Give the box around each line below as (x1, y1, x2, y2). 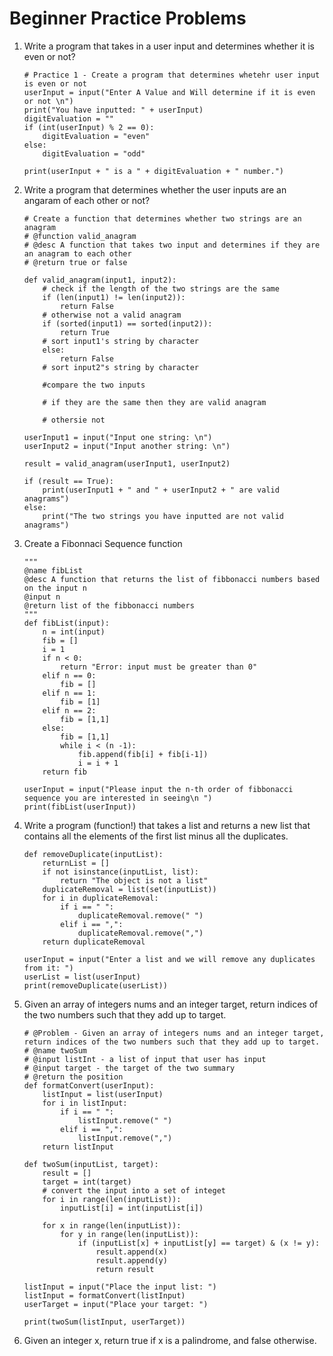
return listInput (42, 1142, 114, 1152)
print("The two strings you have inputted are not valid (42, 511, 285, 521)
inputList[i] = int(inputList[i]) (60, 1203, 204, 1213)
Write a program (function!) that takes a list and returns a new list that (23, 819, 311, 831)
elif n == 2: (42, 705, 97, 716)
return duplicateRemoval (42, 937, 146, 947)
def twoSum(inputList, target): (23, 1159, 159, 1169)
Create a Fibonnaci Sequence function (23, 537, 183, 549)
